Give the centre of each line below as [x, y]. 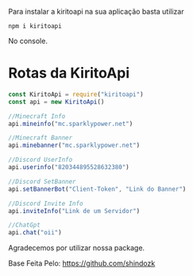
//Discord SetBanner [42, 181]
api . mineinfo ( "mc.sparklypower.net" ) [71, 124]
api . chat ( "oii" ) [35, 233]
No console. [28, 41]
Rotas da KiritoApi [69, 73]
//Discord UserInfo [41, 160]
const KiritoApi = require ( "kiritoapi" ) [76, 94]
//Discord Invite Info [46, 203]
